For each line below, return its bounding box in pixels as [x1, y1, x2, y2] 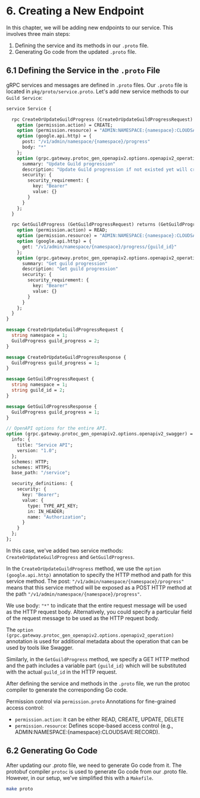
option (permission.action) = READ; [17, 227, 108, 234]
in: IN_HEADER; [27, 508, 65, 514]
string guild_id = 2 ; [11, 387, 65, 393]
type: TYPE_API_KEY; [27, 503, 79, 509]
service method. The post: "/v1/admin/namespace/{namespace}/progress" [6, 578, 185, 585]
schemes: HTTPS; [11, 464, 52, 470]
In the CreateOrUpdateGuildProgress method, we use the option [6, 564, 161, 572]
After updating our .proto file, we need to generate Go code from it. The [6, 762, 182, 769]
